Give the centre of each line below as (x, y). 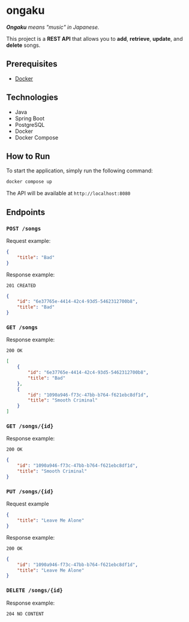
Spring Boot (30, 118)
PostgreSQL (30, 124)
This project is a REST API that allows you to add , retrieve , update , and (94, 38)
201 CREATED (21, 285)
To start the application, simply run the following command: (79, 171)
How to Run (28, 156)
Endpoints (26, 212)
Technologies (32, 98)
